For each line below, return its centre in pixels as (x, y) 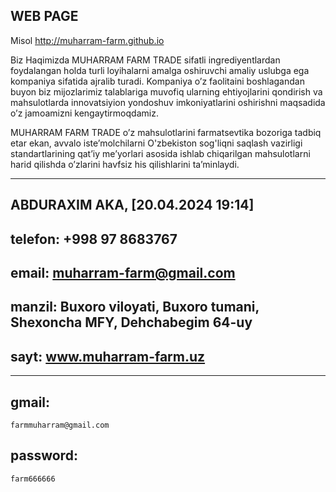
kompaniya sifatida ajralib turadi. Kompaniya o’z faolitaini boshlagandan (157, 81)
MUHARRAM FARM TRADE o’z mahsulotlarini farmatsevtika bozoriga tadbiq (166, 132)
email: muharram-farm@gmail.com (123, 272)
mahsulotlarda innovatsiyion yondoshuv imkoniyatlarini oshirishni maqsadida (168, 102)
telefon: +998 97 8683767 (94, 239)
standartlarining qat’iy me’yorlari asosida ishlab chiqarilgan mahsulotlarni (160, 153)
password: (44, 455)
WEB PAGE (44, 16)
